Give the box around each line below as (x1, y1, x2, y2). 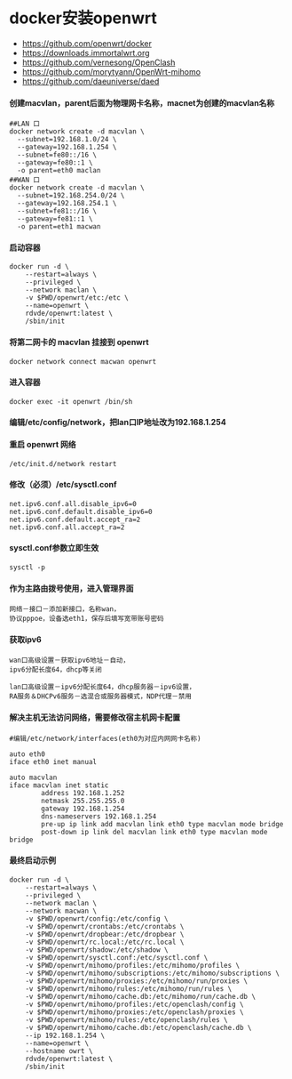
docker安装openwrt (9, 8, 157, 28)
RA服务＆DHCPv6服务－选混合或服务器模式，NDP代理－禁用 (9, 692, 193, 701)
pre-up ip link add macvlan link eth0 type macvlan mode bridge (41, 819, 284, 828)
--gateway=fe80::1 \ (17, 158, 93, 167)
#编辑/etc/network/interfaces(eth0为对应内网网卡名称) (9, 734, 201, 743)
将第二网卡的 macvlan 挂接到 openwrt (9, 336, 149, 347)
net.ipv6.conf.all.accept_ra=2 (9, 522, 125, 532)
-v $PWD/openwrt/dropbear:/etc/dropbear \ (25, 930, 185, 938)
